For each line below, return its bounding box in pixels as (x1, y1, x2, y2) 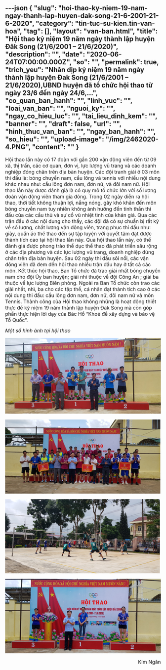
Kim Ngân (138, 659, 161, 666)
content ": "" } (35, 143, 79, 151)
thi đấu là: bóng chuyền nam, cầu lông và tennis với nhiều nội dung (5, 174, 161, 181)
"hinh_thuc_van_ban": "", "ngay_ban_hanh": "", (5, 127, 156, 136)
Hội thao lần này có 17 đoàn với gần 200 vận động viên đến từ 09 (5, 156, 157, 163)
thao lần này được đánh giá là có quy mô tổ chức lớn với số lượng (5, 187, 157, 194)
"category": (35, 19, 74, 28)
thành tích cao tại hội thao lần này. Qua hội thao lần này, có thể (5, 236, 152, 243)
